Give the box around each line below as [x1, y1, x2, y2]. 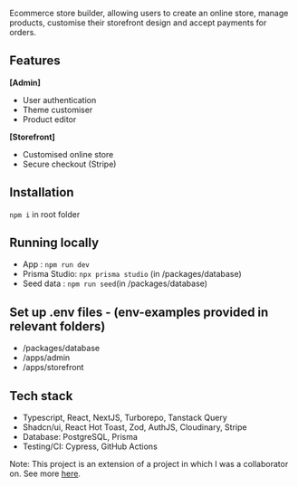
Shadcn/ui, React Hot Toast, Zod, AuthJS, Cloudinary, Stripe [22, 422, 247, 433]
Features [9, 53, 61, 69]
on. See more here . [9, 468, 82, 479]
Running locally [9, 235, 100, 251]
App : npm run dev [22, 259, 91, 270]
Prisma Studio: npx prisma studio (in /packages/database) [22, 269, 242, 280]
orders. [9, 27, 36, 37]
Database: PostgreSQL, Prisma [22, 432, 139, 443]
